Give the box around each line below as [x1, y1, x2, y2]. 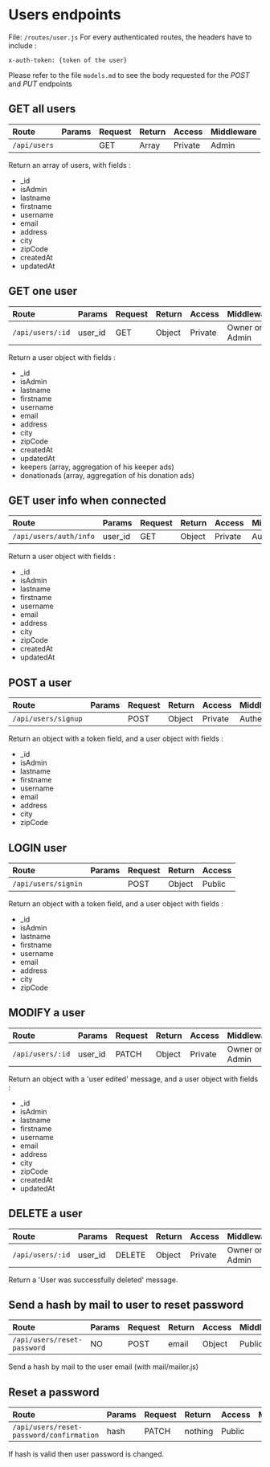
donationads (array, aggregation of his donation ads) [19, 470, 195, 480]
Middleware [210, 126, 257, 137]
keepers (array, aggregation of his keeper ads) [19, 462, 174, 472]
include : [8, 40, 38, 50]
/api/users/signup [12, 714, 83, 724]
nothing [184, 1426, 214, 1437]
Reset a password [8, 1385, 100, 1399]
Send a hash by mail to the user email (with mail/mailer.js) [8, 1362, 199, 1371]
